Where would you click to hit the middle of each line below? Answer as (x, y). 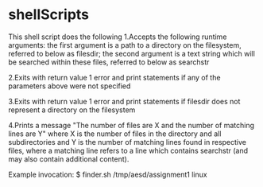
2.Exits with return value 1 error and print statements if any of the (114, 77)
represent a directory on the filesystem (72, 110)
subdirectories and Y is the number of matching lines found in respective (128, 142)
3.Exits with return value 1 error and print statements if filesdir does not (124, 101)
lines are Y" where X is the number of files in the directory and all (115, 134)
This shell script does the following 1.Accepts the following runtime (118, 37)
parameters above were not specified (70, 86)
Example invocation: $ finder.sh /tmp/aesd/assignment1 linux (108, 174)
